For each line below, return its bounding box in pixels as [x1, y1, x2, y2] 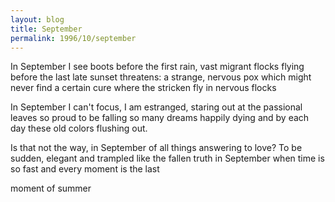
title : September [10, 24, 83, 34]
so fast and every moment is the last [10, 163, 160, 175]
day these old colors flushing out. [10, 122, 148, 135]
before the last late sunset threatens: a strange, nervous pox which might [10, 71, 312, 83]
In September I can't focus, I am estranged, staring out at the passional [10, 101, 303, 113]
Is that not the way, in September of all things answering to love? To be [10, 142, 303, 154]
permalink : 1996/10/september [10, 33, 137, 43]
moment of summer [10, 182, 92, 195]
